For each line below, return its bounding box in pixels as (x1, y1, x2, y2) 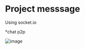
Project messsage (5, 3, 80, 15)
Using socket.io (5, 19, 37, 25)
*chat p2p (5, 29, 26, 34)
